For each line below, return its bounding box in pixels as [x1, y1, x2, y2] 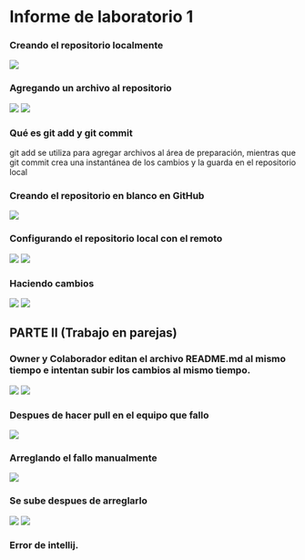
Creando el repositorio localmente [9, 39, 164, 52]
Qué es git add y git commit [9, 126, 134, 139]
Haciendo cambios [9, 276, 95, 289]
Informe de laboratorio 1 [9, 6, 194, 27]
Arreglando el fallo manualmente [9, 451, 158, 464]
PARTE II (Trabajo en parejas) [9, 326, 178, 341]
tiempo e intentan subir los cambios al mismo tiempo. [9, 364, 251, 377]
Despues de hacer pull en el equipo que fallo [9, 409, 209, 421]
